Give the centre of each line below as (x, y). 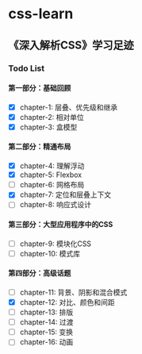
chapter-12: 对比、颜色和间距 (67, 302)
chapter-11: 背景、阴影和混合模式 (73, 292)
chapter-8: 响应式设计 (55, 205)
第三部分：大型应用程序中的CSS (61, 224)
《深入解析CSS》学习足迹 (71, 45)
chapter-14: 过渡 (46, 322)
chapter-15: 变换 (46, 332)
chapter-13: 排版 (46, 312)
